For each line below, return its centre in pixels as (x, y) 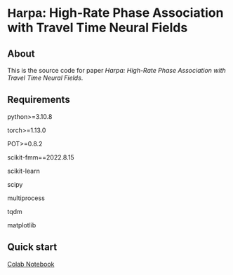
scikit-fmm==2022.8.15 (41, 157)
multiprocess (26, 198)
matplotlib (22, 225)
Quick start (32, 247)
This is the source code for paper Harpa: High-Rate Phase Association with (116, 70)
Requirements (39, 100)
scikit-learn (24, 171)
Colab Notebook (31, 264)
